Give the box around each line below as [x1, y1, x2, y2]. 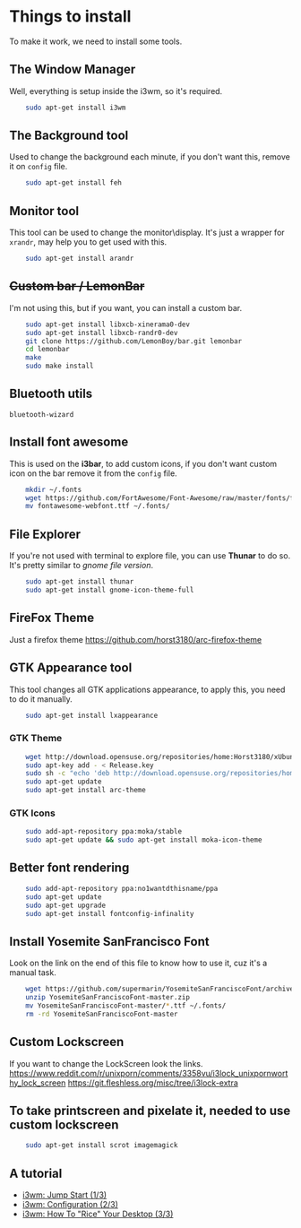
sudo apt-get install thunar [25, 577, 134, 586]
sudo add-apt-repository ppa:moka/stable [25, 827, 182, 836]
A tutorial [9, 1165, 63, 1180]
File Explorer [9, 526, 82, 541]
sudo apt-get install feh [25, 178, 123, 187]
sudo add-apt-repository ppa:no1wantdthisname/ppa [25, 884, 219, 893]
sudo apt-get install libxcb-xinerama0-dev [25, 320, 191, 329]
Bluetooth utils [9, 386, 93, 402]
